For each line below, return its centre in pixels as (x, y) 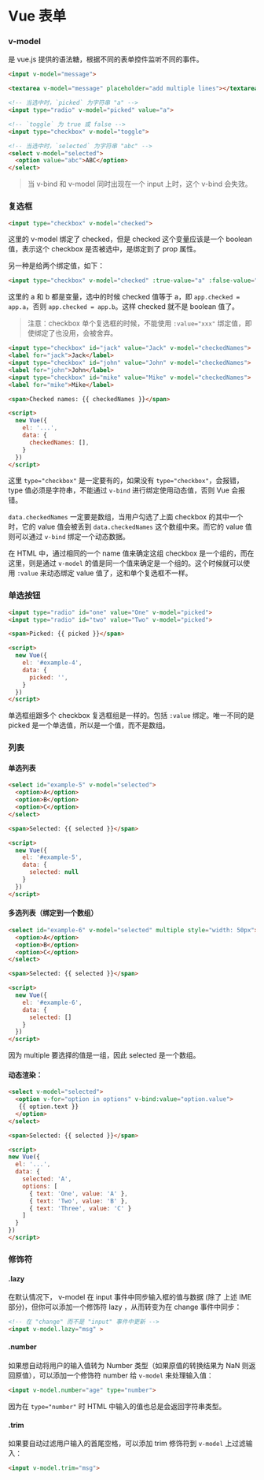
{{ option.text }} (49, 1107)
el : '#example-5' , (52, 857)
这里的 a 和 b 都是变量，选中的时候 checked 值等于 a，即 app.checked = (124, 297)
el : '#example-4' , (52, 663)
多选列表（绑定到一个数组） (53, 913)
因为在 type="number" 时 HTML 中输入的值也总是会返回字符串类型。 (117, 1406)
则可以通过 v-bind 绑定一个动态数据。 (69, 537)
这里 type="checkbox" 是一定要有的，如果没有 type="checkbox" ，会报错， (126, 481)
